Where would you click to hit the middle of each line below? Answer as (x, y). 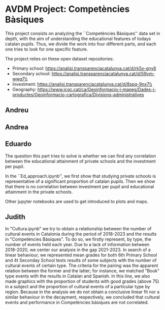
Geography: (24, 89)
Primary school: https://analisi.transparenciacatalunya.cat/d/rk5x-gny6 (84, 68)
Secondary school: (31, 73)
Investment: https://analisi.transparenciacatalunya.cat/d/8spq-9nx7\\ (82, 84)
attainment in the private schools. (39, 192)
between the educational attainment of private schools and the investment (81, 161)
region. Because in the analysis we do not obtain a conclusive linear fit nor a (82, 292)
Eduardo (18, 144)
